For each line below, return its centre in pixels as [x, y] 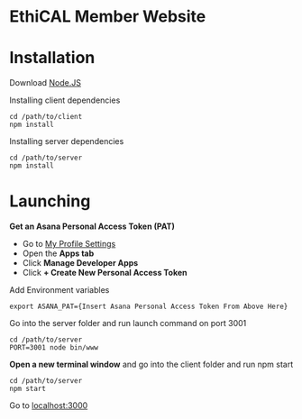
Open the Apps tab [58, 253]
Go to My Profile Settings [69, 244]
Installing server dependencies [67, 141]
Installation [52, 58]
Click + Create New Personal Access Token [105, 273]
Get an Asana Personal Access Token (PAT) [92, 226]
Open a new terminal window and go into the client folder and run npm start [151, 364]
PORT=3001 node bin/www [54, 348]
